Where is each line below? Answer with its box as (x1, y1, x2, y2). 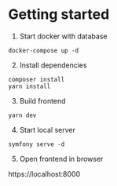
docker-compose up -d (8, 46, 79, 54)
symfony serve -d (8, 140, 65, 148)
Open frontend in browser (19, 154, 104, 163)
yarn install (8, 82, 51, 90)
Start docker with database (19, 31, 108, 41)
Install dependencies (19, 60, 88, 70)
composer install (8, 75, 65, 83)
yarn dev (8, 111, 37, 119)
